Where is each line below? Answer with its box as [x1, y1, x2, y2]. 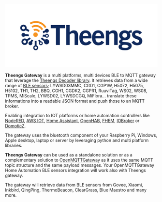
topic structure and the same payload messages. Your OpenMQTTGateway [5, 162, 155, 168]
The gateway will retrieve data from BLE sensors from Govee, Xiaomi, [5, 182, 144, 187]
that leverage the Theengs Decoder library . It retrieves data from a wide [5, 77, 148, 83]
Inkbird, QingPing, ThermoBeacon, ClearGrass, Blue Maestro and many [5, 187, 147, 193]
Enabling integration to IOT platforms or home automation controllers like [5, 112, 150, 118]
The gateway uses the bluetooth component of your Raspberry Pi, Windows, [5, 132, 158, 138]
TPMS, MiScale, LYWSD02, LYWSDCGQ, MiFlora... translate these [5, 93, 137, 98]
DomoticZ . [5, 123, 26, 128]
